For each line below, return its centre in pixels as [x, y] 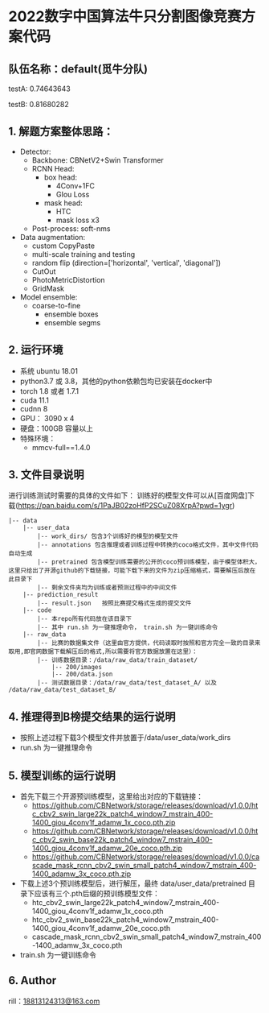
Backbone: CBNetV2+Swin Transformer [98, 160]
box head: [61, 177]
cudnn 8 [34, 408]
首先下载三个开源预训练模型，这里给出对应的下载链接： [111, 796]
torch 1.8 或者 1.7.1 [49, 391]
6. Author [33, 980]
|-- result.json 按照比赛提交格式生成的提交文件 [114, 604]
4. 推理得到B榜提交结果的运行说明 [92, 716]
